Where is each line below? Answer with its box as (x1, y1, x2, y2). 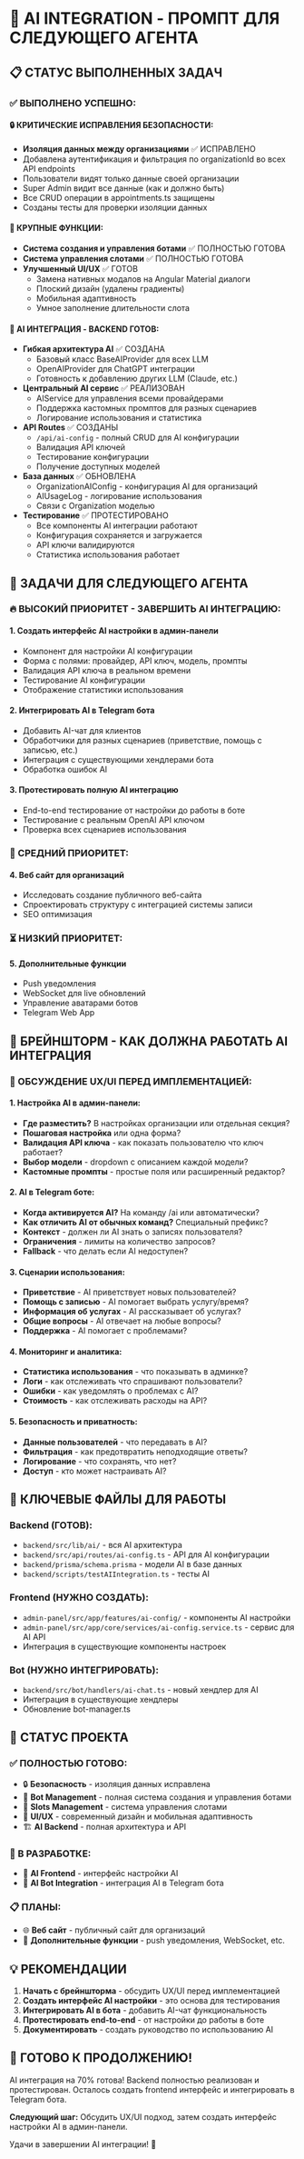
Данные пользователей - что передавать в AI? (22, 1436, 208, 1447)
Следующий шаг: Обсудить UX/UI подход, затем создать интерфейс (9, 2111, 277, 2122)
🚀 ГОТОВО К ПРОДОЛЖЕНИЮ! (9, 2050, 192, 2066)
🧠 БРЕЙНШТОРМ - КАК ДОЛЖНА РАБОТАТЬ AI (9, 1034, 289, 1049)
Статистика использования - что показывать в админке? (22, 1366, 249, 1377)
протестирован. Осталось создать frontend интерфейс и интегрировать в (9, 2084, 295, 2094)
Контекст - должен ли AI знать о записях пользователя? (22, 1226, 243, 1237)
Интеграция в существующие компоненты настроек (22, 1641, 227, 1652)
